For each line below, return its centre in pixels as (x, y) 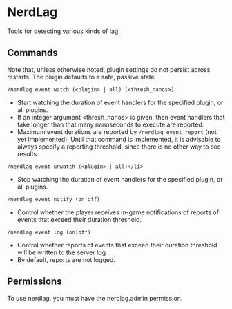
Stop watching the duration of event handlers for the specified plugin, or (120, 179)
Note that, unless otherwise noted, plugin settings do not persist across (109, 69)
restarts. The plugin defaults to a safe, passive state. (82, 77)
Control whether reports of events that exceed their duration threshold (117, 245)
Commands (33, 53)
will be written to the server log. (62, 252)
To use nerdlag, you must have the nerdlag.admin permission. (95, 298)
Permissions (35, 282)
